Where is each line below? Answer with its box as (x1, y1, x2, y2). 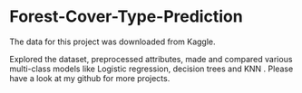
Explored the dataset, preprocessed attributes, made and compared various (9, 53, 293, 64)
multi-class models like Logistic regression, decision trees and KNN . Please (9, 63, 294, 74)
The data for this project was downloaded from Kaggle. (9, 36, 216, 47)
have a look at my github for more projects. (9, 72, 170, 83)
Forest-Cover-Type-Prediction (9, 6, 243, 27)
